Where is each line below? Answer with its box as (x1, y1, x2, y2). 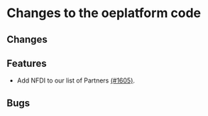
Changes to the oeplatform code (6, 5, 202, 21)
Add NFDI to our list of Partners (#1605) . (16, 76, 136, 85)
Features (6, 57, 47, 69)
